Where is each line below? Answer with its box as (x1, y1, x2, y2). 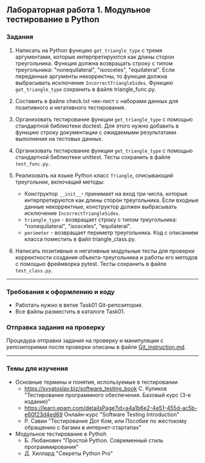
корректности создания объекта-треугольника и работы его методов (15, 253, 198, 261)
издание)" (24, 398, 51, 405)
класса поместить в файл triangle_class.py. (24, 235, 136, 243)
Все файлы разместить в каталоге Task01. (15, 307, 125, 315)
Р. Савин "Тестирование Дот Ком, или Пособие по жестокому (24, 417, 187, 425)
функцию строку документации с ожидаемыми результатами (15, 128, 177, 136)
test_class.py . (15, 267, 53, 274)
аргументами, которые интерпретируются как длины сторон (15, 53, 175, 60)
